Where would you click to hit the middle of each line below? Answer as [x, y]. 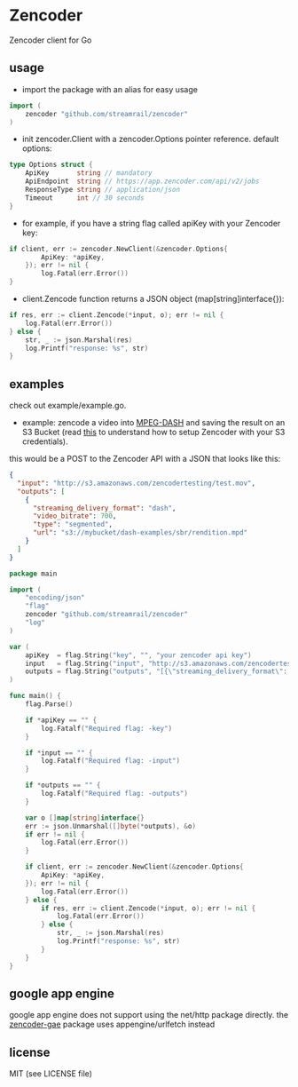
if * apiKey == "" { [61, 720]
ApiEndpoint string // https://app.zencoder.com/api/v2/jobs [142, 182]
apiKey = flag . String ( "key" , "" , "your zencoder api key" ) [138, 655]
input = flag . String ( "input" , [85, 663]
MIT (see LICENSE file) [51, 1074]
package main [33, 574]
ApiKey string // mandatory [89, 173]
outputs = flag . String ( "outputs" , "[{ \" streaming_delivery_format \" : [157, 671]
